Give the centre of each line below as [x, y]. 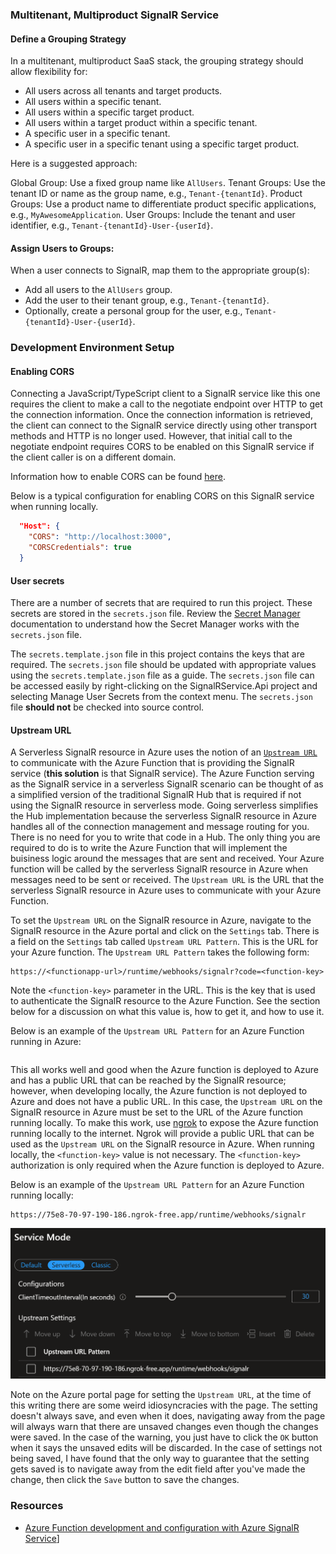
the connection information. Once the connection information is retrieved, [161, 415]
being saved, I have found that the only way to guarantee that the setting [160, 1459]
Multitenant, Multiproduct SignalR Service [115, 15]
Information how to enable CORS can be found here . [118, 477]
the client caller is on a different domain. [93, 457]
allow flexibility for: [49, 72]
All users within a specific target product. [109, 112]
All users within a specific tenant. [93, 102]
